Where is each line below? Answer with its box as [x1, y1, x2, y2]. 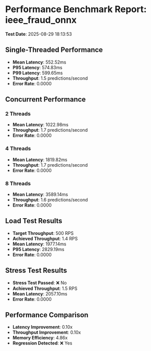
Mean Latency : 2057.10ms [12, 290, 67, 296]
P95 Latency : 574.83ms [12, 64, 63, 70]
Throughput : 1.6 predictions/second [12, 197, 88, 203]
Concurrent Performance [5, 95, 86, 104]
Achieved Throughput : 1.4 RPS [12, 235, 78, 241]
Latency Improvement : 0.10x [12, 324, 73, 330]
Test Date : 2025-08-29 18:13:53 [5, 31, 72, 37]
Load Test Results [5, 217, 62, 225]
